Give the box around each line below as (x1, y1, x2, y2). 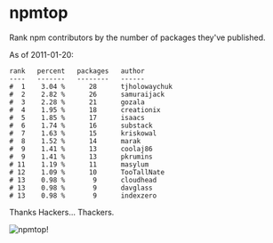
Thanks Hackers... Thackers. (9, 207, 115, 217)
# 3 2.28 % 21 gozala (9, 97, 145, 107)
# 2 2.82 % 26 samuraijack (9, 90, 165, 99)
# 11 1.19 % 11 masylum (9, 159, 149, 169)
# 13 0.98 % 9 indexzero (9, 190, 157, 200)
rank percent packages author (9, 66, 145, 76)
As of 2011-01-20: (9, 49, 74, 60)
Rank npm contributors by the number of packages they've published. (9, 32, 266, 43)
